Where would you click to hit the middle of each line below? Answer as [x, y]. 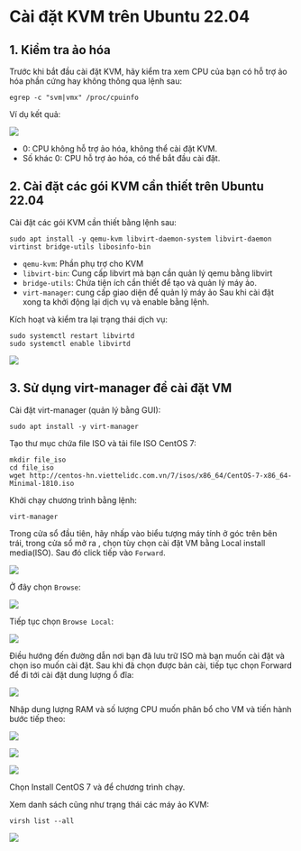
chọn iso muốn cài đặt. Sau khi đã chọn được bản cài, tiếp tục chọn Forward [150, 665]
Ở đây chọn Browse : [45, 587]
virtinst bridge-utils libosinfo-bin [80, 247]
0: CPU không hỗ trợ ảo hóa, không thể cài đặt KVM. [120, 149]
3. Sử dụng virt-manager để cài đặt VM [121, 388]
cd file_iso [32, 467]
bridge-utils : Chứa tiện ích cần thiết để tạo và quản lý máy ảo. [140, 282]
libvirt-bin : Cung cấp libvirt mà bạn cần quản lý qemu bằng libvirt [147, 273]
